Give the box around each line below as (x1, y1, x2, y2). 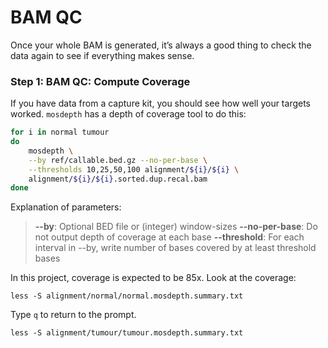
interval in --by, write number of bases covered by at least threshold (34, 242, 317, 254)
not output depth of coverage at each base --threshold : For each (34, 231, 305, 243)
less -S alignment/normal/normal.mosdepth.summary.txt (10, 291, 244, 301)
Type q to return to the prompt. (10, 309, 137, 321)
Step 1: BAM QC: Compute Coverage (10, 74, 191, 88)
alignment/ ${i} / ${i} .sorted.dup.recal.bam (28, 174, 208, 184)
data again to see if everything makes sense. (10, 49, 195, 61)
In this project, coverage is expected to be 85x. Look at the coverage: (10, 272, 297, 284)
